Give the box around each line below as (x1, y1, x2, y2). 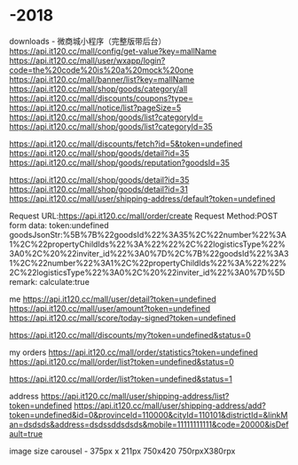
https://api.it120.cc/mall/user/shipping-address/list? (40, 390, 230, 401)
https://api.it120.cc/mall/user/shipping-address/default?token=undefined (9, 193, 276, 204)
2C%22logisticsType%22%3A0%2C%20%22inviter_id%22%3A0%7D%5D (9, 267, 286, 278)
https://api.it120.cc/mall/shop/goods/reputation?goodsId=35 (9, 157, 231, 168)
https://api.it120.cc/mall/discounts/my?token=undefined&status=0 (9, 329, 251, 340)
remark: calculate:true (9, 276, 90, 287)
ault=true (9, 428, 43, 439)
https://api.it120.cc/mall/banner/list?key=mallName (9, 74, 195, 84)
